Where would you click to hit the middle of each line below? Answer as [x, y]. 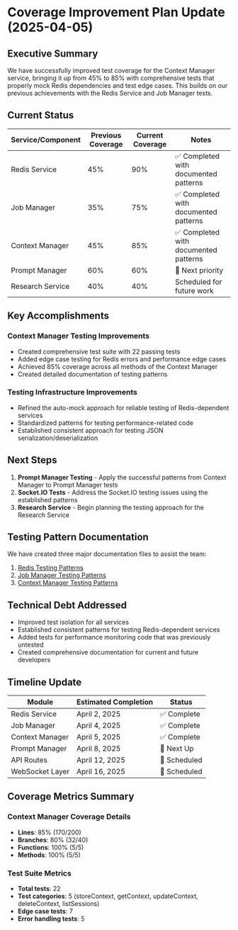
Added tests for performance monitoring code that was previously [114, 637]
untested [30, 645]
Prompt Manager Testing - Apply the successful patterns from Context [122, 477]
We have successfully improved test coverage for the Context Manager [111, 70]
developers [34, 660]
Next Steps [32, 460]
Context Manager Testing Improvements [79, 336]
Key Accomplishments [58, 316]
